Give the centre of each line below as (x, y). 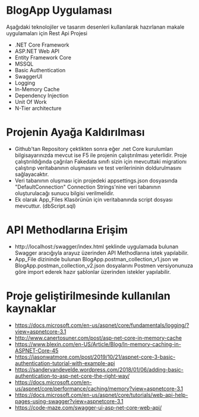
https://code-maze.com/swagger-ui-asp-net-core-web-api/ (88, 407)
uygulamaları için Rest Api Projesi (47, 33)
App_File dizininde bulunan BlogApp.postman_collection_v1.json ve (97, 259)
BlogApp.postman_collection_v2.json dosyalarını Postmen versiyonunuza (104, 265)
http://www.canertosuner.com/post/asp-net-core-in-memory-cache (98, 338)
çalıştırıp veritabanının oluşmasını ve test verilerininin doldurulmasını (98, 168)
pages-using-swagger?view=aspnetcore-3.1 (69, 401)
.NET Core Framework (42, 45)
